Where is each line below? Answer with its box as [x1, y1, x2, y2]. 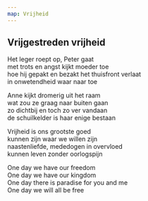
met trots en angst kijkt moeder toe [7, 63, 109, 71]
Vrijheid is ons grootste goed [7, 128, 92, 136]
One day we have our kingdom [7, 171, 97, 180]
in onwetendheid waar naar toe [7, 78, 98, 86]
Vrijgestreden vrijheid [7, 37, 106, 49]
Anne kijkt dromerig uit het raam [7, 91, 101, 99]
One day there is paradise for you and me [7, 178, 128, 187]
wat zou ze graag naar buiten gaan [7, 99, 109, 107]
